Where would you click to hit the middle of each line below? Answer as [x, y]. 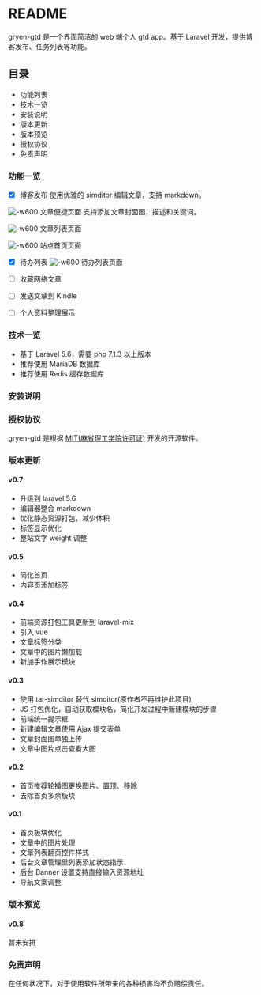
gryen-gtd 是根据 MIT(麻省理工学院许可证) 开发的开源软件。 [105, 438]
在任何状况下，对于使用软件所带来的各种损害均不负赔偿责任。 [108, 984]
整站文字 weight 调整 [53, 538]
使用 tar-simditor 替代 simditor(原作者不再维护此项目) [105, 699]
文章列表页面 [61, 229]
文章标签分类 [40, 642]
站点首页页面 [61, 245]
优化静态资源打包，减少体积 [65, 518]
